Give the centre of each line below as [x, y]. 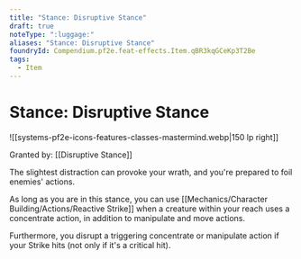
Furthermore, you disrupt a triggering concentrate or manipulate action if [144, 236]
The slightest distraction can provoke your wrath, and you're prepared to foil [151, 172]
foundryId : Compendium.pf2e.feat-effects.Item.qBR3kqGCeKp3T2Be [132, 51]
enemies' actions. [42, 182]
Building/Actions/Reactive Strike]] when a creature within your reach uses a [150, 209]
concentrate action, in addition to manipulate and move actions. [128, 218]
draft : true [32, 26]
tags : [19, 59]
